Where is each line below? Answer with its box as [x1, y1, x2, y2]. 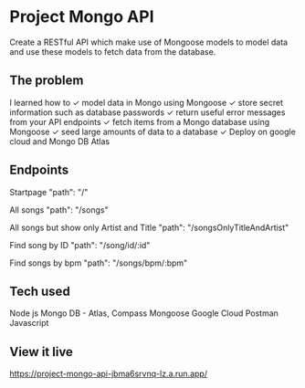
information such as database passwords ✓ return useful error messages [9, 107, 286, 118]
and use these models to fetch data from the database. [9, 46, 216, 57]
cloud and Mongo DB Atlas [9, 135, 110, 147]
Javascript [9, 318, 49, 329]
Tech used [9, 283, 70, 299]
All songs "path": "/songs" [9, 204, 109, 215]
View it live [9, 344, 73, 360]
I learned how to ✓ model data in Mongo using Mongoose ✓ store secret [9, 97, 284, 108]
